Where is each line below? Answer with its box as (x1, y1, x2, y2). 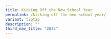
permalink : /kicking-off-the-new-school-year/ (5, 12, 106, 17)
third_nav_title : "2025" (5, 26, 58, 31)
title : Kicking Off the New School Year (5, 7, 93, 13)
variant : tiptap (5, 17, 40, 22)
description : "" (5, 21, 40, 27)
